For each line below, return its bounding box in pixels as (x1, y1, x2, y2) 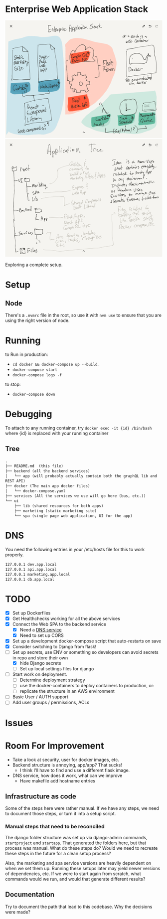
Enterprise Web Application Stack (5, 3, 149, 15)
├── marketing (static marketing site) (14, 508, 97, 513)
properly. (5, 552, 24, 558)
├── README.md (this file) (5, 463, 64, 468)
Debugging (5, 409, 52, 420)
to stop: (5, 381, 21, 387)
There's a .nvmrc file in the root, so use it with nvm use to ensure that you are (5, 312, 162, 318)
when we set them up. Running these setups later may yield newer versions (5, 865, 161, 871)
